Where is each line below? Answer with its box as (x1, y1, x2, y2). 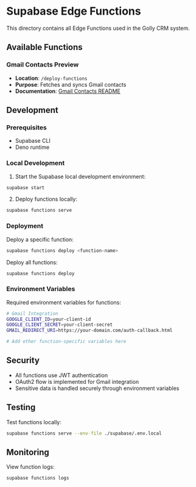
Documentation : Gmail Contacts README (15, 87, 121, 95)
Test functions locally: (6, 418, 62, 425)
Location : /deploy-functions (15, 74, 88, 82)
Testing (6, 402, 36, 413)
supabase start (6, 184, 45, 190)
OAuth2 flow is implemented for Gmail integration (15, 378, 139, 385)
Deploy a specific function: (6, 236, 74, 243)
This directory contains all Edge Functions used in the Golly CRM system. (6, 24, 190, 32)
